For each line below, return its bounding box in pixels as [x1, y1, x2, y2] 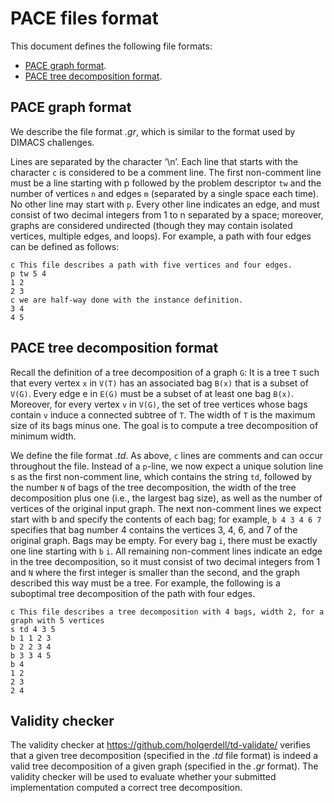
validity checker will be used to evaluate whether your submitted [10, 771, 277, 783]
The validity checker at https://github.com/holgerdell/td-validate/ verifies [10, 739, 312, 751]
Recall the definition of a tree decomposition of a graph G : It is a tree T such [10, 366, 320, 378]
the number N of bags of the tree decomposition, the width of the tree [10, 481, 297, 493]
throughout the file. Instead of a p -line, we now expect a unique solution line [10, 460, 324, 472]
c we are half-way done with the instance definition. [10, 295, 244, 305]
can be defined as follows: [10, 240, 120, 252]
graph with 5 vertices [10, 615, 105, 626]
